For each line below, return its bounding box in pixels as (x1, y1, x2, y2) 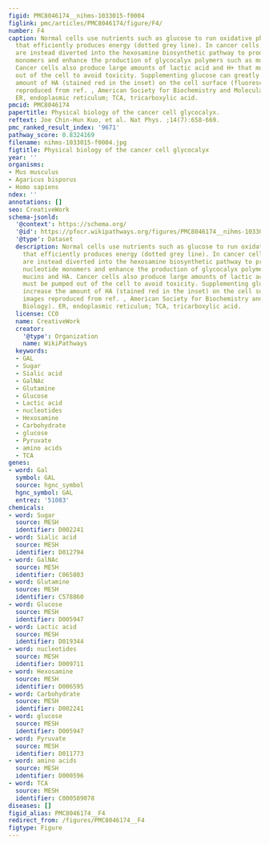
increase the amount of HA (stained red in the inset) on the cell (22, 288, 252, 296)
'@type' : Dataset (15, 236, 74, 244)
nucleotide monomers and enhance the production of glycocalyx (22, 265, 239, 273)
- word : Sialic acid (8, 534, 78, 542)
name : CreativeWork (15, 317, 81, 325)
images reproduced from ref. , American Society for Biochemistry (22, 295, 249, 303)
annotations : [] (8, 198, 62, 206)
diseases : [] (8, 802, 52, 810)
